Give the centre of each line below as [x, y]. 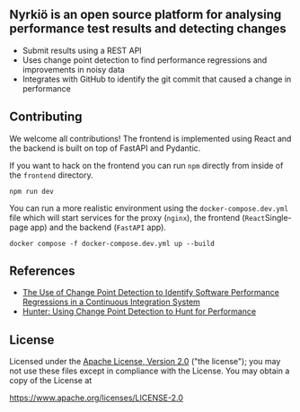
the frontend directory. [51, 175]
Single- [278, 217]
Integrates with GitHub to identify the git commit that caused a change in [157, 79]
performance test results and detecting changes [148, 29]
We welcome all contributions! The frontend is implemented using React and [150, 138]
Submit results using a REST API [82, 50]
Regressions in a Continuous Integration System [111, 302]
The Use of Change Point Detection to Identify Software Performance [151, 293]
